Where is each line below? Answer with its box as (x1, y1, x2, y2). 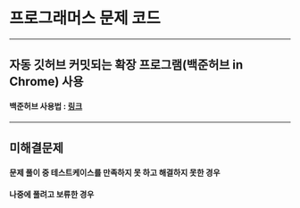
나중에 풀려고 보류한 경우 (9, 189, 95, 200)
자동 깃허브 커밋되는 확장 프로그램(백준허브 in (9, 57, 244, 72)
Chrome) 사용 (9, 74, 84, 89)
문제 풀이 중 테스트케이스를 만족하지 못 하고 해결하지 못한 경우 (9, 167, 221, 178)
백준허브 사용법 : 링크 (9, 100, 83, 112)
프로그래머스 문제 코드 (9, 8, 161, 29)
